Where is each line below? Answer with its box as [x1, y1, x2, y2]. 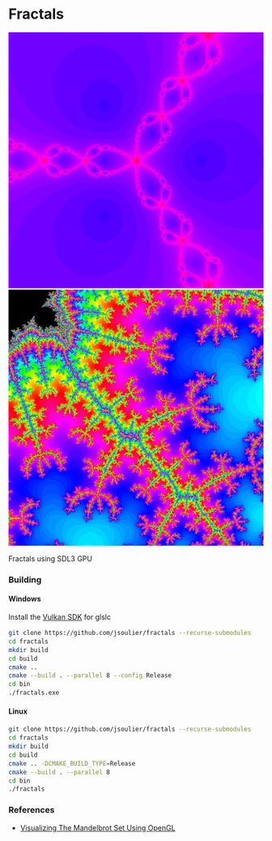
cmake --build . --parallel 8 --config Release [8, 672, 172, 680]
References [8, 805, 55, 816]
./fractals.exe [8, 689, 60, 697]
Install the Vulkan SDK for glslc [8, 612, 112, 622]
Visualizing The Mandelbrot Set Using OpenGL [19, 822, 176, 832]
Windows [8, 594, 41, 604]
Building [8, 573, 42, 585]
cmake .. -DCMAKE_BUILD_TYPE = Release [8, 759, 136, 767]
